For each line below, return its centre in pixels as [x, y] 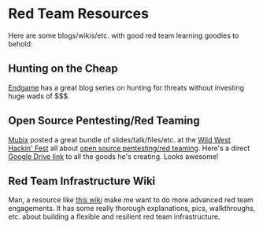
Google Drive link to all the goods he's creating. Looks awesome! [113, 156]
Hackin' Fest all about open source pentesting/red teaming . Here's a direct [129, 148]
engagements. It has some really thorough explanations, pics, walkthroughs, [132, 209]
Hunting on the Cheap [63, 69]
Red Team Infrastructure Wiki [82, 181]
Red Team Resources [79, 14]
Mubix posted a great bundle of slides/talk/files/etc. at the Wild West [119, 139]
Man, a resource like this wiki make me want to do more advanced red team [131, 200]
